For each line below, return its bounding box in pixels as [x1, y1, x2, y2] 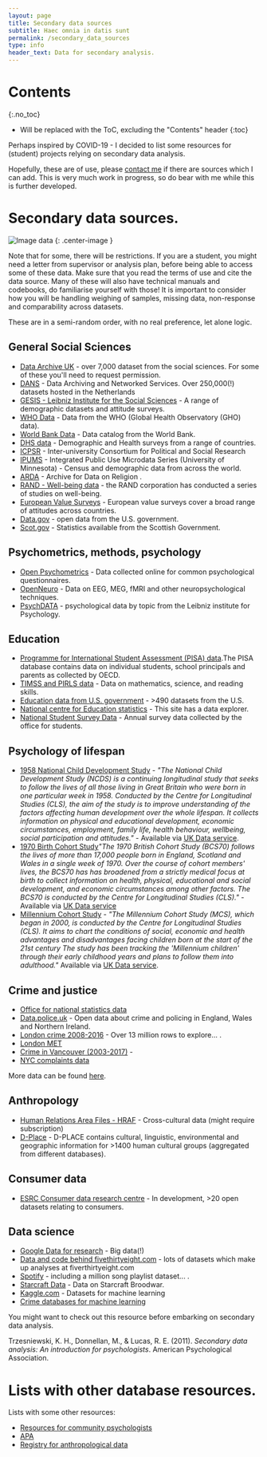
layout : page [8, 11, 52, 20]
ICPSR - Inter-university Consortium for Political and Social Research [19, 446, 245, 455]
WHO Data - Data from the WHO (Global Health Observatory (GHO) [19, 412, 241, 422]
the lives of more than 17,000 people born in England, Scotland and [19, 850, 241, 860]
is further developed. [8, 181, 77, 191]
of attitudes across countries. [19, 506, 117, 515]
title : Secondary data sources [8, 19, 112, 27]
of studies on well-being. [19, 488, 102, 498]
